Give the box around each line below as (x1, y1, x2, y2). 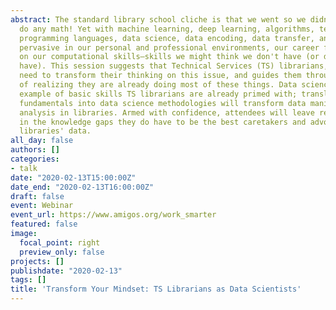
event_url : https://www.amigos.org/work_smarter (10, 210, 217, 220)
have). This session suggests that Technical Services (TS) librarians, (19, 61, 329, 71)
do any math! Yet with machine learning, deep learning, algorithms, (19, 24, 315, 34)
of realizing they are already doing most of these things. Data (19, 80, 298, 90)
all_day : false (10, 136, 74, 146)
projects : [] (10, 256, 65, 266)
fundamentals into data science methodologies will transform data (19, 98, 307, 108)
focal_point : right (19, 237, 101, 248)
